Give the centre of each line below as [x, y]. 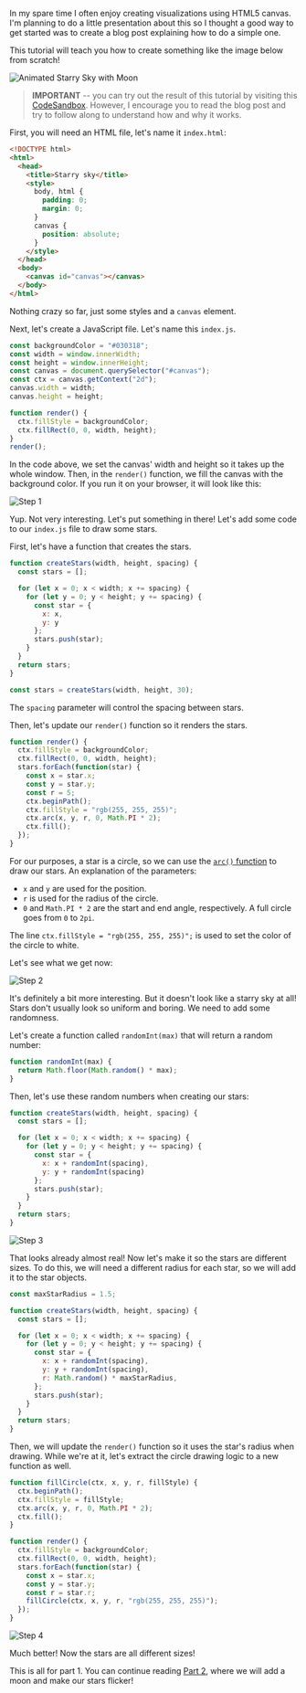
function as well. [40, 1466]
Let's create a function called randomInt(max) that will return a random [141, 1035]
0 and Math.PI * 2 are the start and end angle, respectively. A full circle [157, 907]
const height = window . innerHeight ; [79, 363]
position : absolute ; [81, 234]
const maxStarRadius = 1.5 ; [63, 1294]
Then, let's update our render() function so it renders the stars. [129, 725]
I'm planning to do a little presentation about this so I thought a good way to [152, 23]
